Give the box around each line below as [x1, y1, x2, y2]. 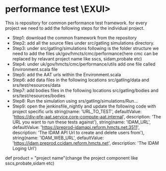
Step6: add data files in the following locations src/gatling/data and [12, 77, 150, 83]
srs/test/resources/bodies [12, 93, 65, 99]
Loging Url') [12, 145, 37, 151]
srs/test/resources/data [12, 82, 61, 88]
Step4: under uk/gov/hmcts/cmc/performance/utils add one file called [12, 61, 156, 67]
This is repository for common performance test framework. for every [5, 20, 148, 26]
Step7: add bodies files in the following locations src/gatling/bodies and [12, 87, 159, 93]
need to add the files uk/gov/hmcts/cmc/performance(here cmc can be [12, 51, 158, 57]
